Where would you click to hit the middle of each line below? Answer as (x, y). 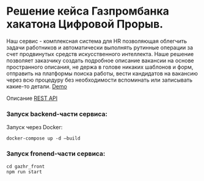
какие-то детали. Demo (37, 86)
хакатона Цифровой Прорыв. (85, 24)
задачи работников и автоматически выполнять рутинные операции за (100, 48)
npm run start (24, 172)
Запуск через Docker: (35, 127)
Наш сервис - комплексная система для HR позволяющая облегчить (97, 41)
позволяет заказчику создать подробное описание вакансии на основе (100, 60)
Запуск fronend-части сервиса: (56, 154)
